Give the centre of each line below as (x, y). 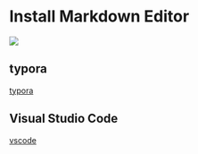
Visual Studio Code (64, 119)
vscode (23, 140)
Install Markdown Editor (99, 17)
